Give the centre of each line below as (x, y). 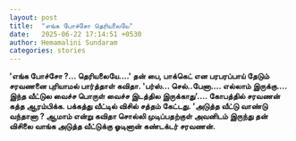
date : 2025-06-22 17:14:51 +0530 (76, 34)
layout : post (34, 17)
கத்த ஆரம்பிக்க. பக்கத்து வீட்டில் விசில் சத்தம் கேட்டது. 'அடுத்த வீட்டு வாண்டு (139, 106)
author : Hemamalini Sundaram (63, 42)
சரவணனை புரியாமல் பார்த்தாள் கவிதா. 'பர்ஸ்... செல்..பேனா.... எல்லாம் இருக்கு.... (148, 87)
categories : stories (48, 51)
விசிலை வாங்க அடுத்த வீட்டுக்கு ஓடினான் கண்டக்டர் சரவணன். (113, 127)
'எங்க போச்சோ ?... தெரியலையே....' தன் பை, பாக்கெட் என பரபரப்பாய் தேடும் (140, 76)
